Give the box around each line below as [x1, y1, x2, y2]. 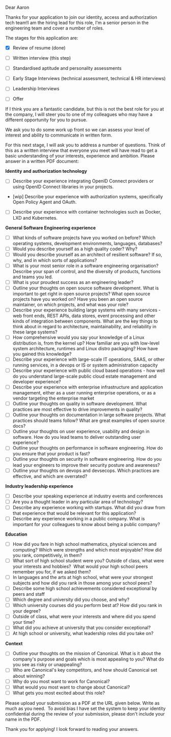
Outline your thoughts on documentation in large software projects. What [12, 412, 166, 418]
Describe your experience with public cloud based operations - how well [12, 367, 165, 374]
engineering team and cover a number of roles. [5, 25, 104, 31]
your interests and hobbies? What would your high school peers [12, 563, 148, 569]
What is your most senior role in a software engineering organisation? [12, 262, 159, 269]
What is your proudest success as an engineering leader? [12, 279, 134, 285]
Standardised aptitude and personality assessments [12, 65, 122, 71]
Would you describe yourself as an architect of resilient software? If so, [12, 251, 162, 257]
